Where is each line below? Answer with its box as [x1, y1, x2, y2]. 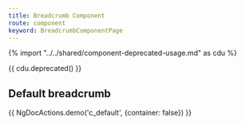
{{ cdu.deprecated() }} [8, 64, 82, 73]
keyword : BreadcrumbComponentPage [8, 26, 124, 34]
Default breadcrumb [8, 87, 112, 100]
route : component [8, 19, 66, 27]
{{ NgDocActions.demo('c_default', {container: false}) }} [8, 108, 192, 118]
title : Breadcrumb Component [8, 11, 105, 20]
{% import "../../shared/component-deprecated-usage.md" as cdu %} [8, 49, 238, 58]
